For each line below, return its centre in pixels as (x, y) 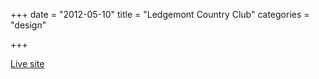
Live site (27, 63)
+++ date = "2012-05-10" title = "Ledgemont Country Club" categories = (160, 14)
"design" (28, 25)
